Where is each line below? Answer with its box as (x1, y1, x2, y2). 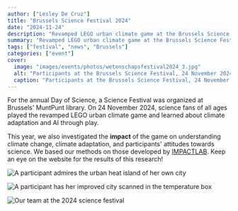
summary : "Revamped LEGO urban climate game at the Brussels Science (7, 37, 217, 44)
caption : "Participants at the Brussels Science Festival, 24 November (13, 76, 230, 84)
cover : (7, 57, 27, 64)
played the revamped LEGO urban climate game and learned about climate (7, 111, 225, 119)
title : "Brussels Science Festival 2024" (7, 17, 132, 24)
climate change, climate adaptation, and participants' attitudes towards (7, 140, 215, 148)
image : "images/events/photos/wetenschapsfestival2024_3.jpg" (13, 63, 201, 70)
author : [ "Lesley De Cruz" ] (7, 10, 91, 18)
